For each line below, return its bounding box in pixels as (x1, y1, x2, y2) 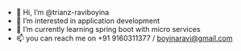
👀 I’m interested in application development (15, 16, 160, 25)
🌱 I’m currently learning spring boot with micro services (15, 25, 201, 33)
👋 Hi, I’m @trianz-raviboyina (15, 8, 110, 17)
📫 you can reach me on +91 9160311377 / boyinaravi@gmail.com (15, 33, 233, 43)
